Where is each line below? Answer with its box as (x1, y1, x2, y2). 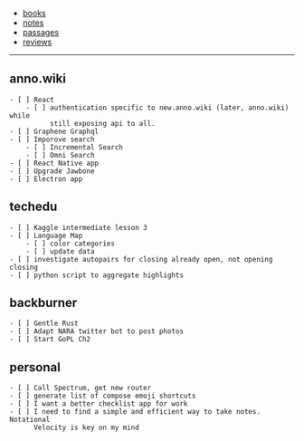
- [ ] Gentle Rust (9, 319, 79, 329)
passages (22, 27, 60, 37)
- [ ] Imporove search (9, 135, 95, 144)
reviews (22, 36, 52, 47)
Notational (9, 416, 51, 425)
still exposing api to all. (49, 119, 156, 128)
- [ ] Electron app (9, 174, 83, 184)
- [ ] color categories (25, 239, 116, 248)
